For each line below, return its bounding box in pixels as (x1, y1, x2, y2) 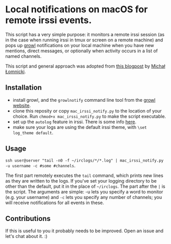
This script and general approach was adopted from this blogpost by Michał (5, 63, 165, 69)
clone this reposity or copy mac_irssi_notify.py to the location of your (12, 107, 162, 114)
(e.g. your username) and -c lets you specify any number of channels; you (5, 194, 162, 200)
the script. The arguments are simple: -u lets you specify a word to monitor (5, 188, 163, 195)
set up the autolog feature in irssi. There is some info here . (12, 119, 137, 125)
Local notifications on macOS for (5, 4, 148, 15)
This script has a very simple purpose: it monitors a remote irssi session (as (5, 31, 165, 37)
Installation (5, 83, 42, 92)
